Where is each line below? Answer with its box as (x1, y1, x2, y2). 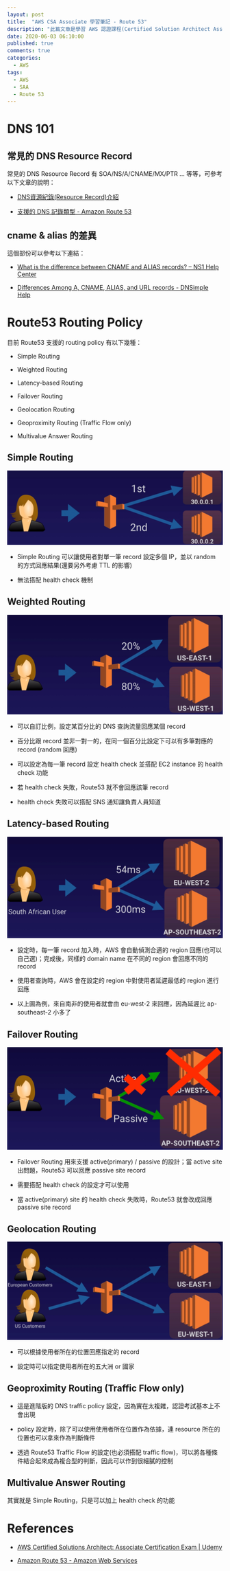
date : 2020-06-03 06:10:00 (7, 33, 84, 40)
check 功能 (16, 768, 49, 776)
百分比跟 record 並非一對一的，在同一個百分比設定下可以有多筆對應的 (16, 736, 214, 745)
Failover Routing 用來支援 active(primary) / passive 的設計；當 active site (16, 1157, 222, 1166)
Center (16, 270, 37, 278)
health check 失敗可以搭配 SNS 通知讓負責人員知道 (16, 798, 162, 806)
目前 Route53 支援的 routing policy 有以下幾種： (7, 339, 142, 346)
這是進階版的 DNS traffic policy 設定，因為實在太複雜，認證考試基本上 (16, 1401, 214, 1410)
